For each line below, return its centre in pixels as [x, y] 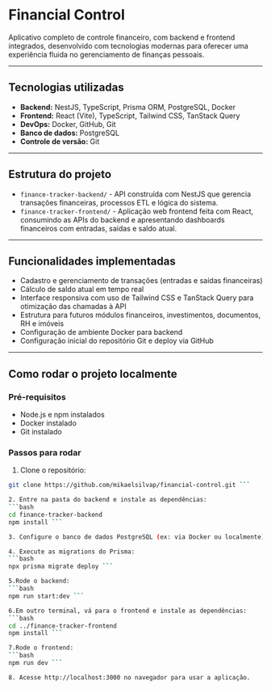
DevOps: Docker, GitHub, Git [68, 124]
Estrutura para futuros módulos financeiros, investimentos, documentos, [140, 315]
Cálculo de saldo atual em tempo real [82, 290]
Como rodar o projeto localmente [93, 374]
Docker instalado [48, 423]
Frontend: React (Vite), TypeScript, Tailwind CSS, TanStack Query [130, 116]
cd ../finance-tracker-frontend [63, 626]
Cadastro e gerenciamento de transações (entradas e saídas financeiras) [142, 281]
